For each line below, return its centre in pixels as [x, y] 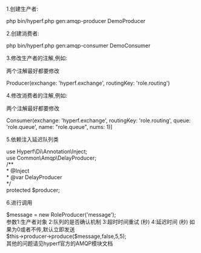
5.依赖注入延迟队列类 [32, 139]
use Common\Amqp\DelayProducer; [51, 158]
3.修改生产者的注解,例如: [37, 58]
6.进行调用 [19, 202]
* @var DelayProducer [34, 177]
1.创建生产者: [22, 9]
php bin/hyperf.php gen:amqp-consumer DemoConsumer [78, 45]
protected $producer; [33, 190]
